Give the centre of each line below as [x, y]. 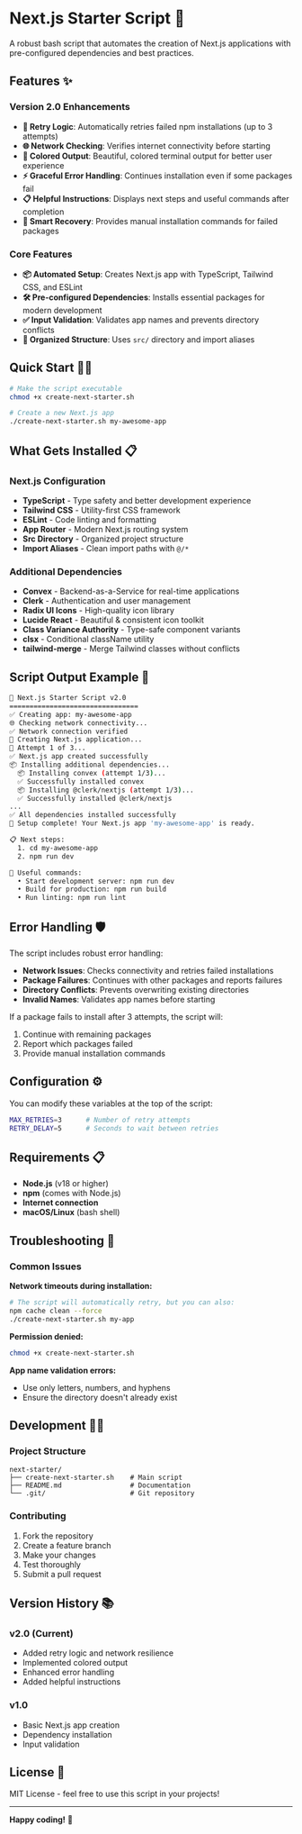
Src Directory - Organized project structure [103, 539]
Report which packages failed [77, 1043]
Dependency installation [67, 1734]
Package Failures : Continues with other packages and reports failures [152, 980]
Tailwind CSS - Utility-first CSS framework [102, 510]
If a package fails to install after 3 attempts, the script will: [116, 1016]
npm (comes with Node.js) [71, 1194]
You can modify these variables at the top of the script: [111, 1103]
